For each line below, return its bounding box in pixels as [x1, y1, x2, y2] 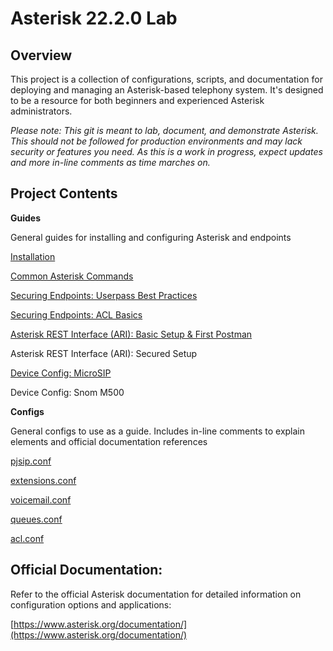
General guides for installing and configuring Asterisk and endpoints [10, 231, 292, 243]
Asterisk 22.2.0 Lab [10, 7, 178, 30]
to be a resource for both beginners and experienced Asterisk [10, 95, 265, 106]
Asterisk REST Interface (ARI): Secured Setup [10, 347, 198, 359]
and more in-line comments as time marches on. [10, 157, 211, 168]
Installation [10, 250, 56, 262]
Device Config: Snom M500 [10, 386, 125, 398]
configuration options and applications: [10, 598, 172, 611]
